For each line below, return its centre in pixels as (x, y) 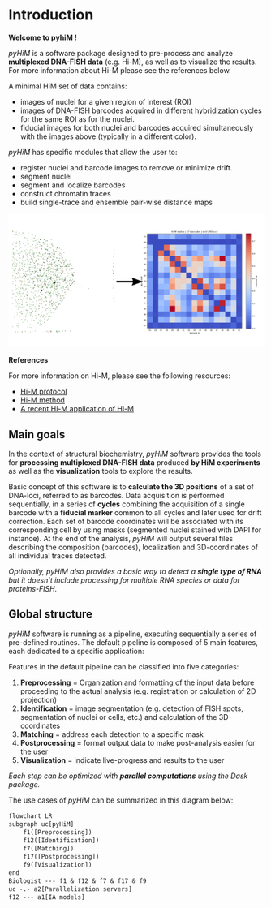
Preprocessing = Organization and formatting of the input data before (137, 682)
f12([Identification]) (61, 840)
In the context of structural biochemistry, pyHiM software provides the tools (135, 454)
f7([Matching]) (49, 848)
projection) (39, 699)
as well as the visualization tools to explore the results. (101, 471)
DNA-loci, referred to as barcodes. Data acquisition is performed (116, 496)
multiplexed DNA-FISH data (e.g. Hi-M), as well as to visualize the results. (133, 62)
